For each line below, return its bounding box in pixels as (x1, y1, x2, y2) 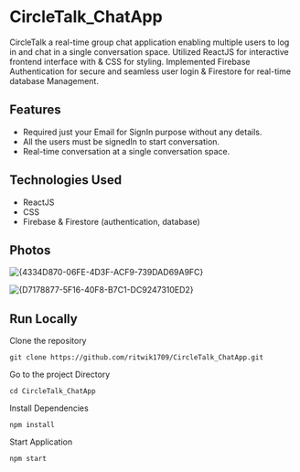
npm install (9, 421, 55, 430)
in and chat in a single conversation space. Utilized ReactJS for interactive (9, 46, 290, 57)
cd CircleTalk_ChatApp (9, 387, 96, 396)
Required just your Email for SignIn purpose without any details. (22, 126, 262, 137)
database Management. (9, 75, 99, 86)
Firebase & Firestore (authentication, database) (22, 216, 201, 227)
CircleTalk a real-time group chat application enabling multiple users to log (9, 37, 290, 48)
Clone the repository (9, 336, 87, 347)
